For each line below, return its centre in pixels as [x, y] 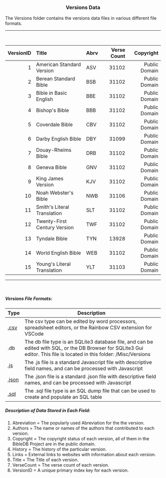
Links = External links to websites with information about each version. [84, 455]
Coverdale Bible [55, 124]
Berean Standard [56, 79]
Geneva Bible [52, 168]
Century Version [55, 228]
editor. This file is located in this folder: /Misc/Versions [87, 355]
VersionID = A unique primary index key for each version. [70, 471]
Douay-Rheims [54, 150]
